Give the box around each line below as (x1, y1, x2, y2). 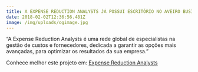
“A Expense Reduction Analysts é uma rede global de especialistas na (6, 36, 176, 43)
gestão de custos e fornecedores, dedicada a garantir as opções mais (6, 42, 177, 49)
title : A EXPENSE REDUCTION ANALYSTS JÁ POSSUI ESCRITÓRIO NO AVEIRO (6, 8, 181, 15)
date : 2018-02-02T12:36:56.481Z (6, 14, 85, 20)
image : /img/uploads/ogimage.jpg (6, 19, 88, 25)
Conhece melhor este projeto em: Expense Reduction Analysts (6, 59, 158, 66)
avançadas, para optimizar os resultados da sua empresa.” (6, 48, 149, 55)
